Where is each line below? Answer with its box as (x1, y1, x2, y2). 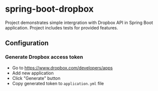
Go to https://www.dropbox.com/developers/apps (12, 65, 113, 70)
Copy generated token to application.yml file (12, 80, 104, 86)
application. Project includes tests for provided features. (5, 24, 118, 30)
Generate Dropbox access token (5, 54, 83, 61)
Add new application (12, 70, 54, 76)
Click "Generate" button (12, 75, 61, 81)
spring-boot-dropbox (5, 3, 94, 15)
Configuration (5, 39, 49, 47)
